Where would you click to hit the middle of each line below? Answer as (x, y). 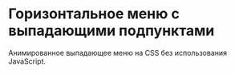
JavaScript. (27, 61)
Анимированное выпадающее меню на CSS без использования (118, 53)
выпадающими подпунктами (111, 31)
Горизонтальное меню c (94, 14)
